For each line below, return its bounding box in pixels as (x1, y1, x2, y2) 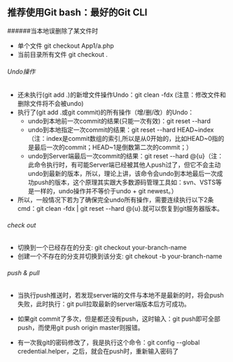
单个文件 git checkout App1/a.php (17, 41, 114, 50)
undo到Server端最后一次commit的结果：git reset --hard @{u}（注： (27, 152, 224, 160)
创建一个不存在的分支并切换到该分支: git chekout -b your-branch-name (17, 252, 223, 260)
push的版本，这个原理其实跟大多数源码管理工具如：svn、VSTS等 (34, 178, 223, 187)
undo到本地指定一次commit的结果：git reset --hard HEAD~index (27, 125, 214, 134)
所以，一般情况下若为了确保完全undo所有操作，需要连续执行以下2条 (17, 195, 214, 204)
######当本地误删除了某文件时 (7, 27, 99, 35)
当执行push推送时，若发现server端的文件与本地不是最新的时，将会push (17, 291, 224, 300)
